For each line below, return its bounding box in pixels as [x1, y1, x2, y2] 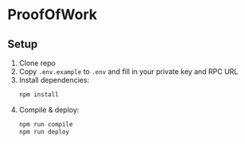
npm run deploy [18, 127, 70, 136]
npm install [18, 91, 59, 99]
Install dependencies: [18, 76, 90, 84]
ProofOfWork [7, 6, 97, 24]
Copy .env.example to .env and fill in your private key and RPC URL [18, 67, 239, 76]
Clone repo [18, 58, 56, 68]
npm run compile [18, 120, 73, 128]
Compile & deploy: [18, 105, 80, 115]
